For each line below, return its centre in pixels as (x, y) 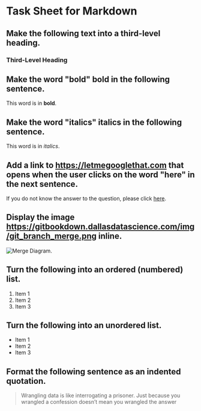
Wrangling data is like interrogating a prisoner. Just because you (100, 395)
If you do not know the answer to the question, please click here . (86, 198)
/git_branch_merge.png (52, 236)
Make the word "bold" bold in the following (88, 79)
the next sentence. (42, 184)
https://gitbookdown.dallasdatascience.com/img (100, 227)
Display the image (40, 217)
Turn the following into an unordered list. (84, 325)
